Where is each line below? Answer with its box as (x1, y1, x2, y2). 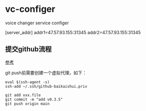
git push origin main (5, 101, 50, 106)
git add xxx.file (5, 93, 41, 98)
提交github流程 (5, 45, 52, 54)
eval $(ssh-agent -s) (5, 79, 50, 85)
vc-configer (5, 3, 55, 15)
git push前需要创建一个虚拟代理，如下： (5, 69, 87, 75)
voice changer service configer (5, 20, 69, 26)
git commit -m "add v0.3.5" (5, 97, 63, 102)
